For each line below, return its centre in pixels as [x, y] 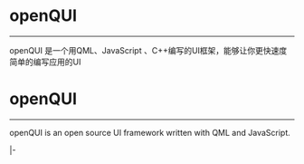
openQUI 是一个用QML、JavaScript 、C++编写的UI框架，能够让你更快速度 [148, 50]
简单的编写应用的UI [45, 62]
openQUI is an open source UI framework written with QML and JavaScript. [150, 132]
